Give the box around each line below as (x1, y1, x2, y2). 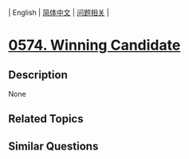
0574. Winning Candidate (8, 36, 181, 54)
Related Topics (8, 112, 84, 126)
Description (8, 68, 68, 81)
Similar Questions (8, 139, 99, 153)
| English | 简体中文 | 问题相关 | (8, 8, 109, 17)
